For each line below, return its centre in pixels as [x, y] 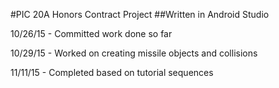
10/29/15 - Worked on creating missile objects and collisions [134, 53]
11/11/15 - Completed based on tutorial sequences [112, 72]
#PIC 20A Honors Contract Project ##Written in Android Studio [140, 14]
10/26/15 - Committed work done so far [91, 33]
